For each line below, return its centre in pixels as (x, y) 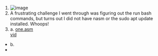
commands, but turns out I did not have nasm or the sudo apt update (81, 18)
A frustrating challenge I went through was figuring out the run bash (81, 13)
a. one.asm (22, 29)
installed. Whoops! (29, 24)
